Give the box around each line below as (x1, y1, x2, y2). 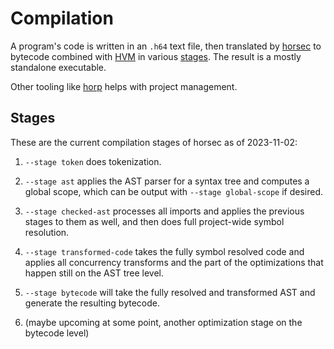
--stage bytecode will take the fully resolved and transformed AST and (24, 286, 316, 298)
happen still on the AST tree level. (24, 267, 164, 279)
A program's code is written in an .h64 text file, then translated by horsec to (10, 40, 322, 52)
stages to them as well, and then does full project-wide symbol (24, 215, 285, 227)
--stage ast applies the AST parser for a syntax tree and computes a (24, 175, 310, 187)
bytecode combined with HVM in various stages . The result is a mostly (10, 50, 302, 62)
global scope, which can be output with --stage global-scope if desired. (24, 185, 324, 197)
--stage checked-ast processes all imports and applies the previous (24, 205, 305, 217)
